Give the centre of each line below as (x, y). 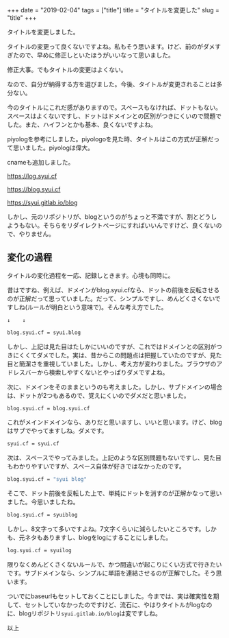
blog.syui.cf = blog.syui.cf (49, 408)
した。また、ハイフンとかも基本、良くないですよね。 (82, 125)
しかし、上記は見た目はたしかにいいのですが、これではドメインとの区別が (112, 346)
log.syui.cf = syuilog (39, 551)
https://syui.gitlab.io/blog (42, 202)
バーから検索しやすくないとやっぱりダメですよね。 (97, 372)
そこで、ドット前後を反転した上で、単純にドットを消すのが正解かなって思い (114, 493)
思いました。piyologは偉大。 (53, 147)
